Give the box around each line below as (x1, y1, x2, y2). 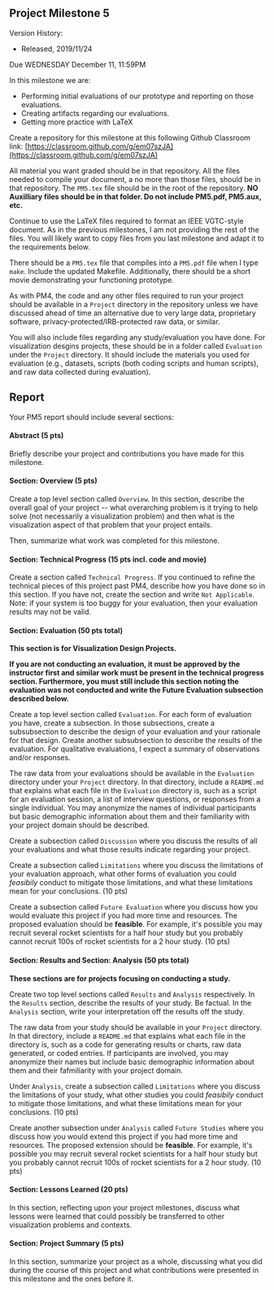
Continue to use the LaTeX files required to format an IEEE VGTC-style (9, 215, 244, 226)
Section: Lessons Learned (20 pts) (9, 1184, 128, 1194)
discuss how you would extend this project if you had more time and (9, 1131, 238, 1141)
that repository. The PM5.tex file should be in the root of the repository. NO (9, 183, 259, 193)
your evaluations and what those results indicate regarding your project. (9, 845, 250, 854)
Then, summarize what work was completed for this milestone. (9, 536, 220, 545)
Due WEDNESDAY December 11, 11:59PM (9, 59, 146, 69)
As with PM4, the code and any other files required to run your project (9, 290, 244, 300)
